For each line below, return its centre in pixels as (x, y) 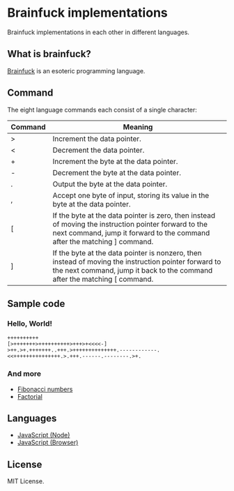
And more (24, 374)
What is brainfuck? (49, 54)
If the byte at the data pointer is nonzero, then (127, 252)
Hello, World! (30, 324)
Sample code (36, 304)
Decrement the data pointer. (99, 150)
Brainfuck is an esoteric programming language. (76, 70)
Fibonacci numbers (45, 389)
